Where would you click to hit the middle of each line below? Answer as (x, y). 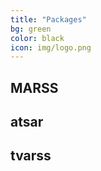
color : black (37, 38)
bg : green (31, 29)
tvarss (31, 156)
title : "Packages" (48, 19)
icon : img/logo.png (51, 47)
